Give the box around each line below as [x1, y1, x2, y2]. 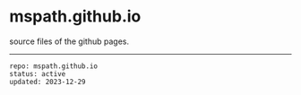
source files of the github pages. [9, 36, 130, 47]
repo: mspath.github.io [9, 61, 99, 71]
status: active [9, 69, 66, 78]
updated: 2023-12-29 [9, 77, 87, 86]
